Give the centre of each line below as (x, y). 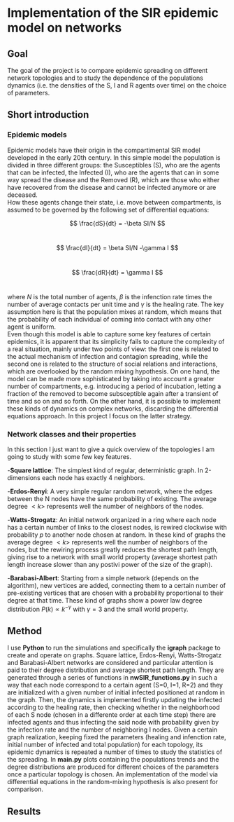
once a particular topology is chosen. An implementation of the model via (113, 774)
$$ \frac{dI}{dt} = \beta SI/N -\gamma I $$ (117, 247)
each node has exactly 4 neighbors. (93, 477)
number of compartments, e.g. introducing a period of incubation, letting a (114, 386)
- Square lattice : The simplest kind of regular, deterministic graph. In (105, 470)
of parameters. (29, 93)
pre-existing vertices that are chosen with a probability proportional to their (115, 593)
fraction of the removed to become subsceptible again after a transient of (113, 393)
